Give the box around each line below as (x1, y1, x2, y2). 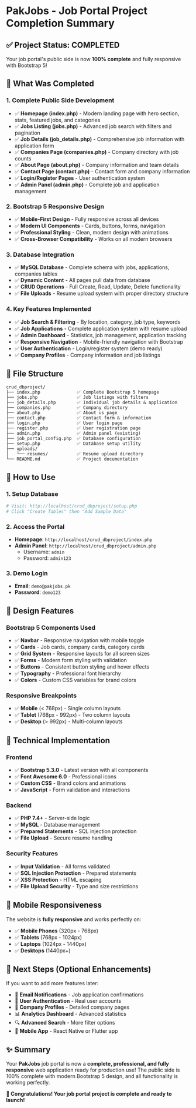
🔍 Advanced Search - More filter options (14, 1019, 115, 1026)
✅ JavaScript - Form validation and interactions (14, 786, 130, 794)
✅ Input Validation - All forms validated (14, 862, 110, 870)
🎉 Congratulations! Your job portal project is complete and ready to (6, 1090, 172, 1097)
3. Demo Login (6, 569, 48, 577)
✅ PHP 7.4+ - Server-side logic (14, 815, 90, 822)
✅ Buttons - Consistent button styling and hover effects (14, 663, 150, 670)
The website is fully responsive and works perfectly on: (6, 915, 142, 923)
